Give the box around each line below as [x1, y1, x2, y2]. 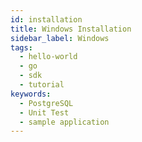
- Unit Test [19, 107, 70, 118]
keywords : [10, 89, 52, 99]
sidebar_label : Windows [10, 33, 110, 43]
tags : [10, 42, 33, 53]
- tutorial [19, 80, 65, 90]
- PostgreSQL [19, 98, 74, 108]
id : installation [10, 14, 83, 25]
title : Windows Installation [10, 24, 132, 34]
